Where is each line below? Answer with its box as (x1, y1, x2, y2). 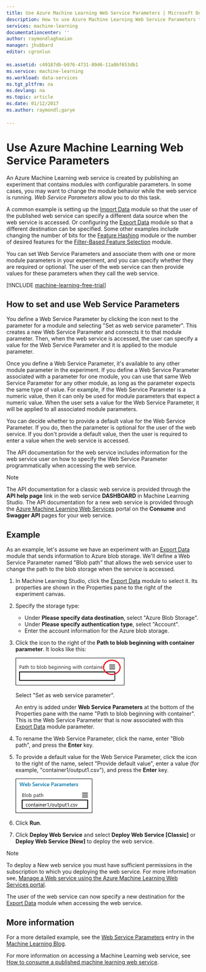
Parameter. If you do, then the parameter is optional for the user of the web (6, 424, 196, 431)
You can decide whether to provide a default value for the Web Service (6, 417, 186, 425)
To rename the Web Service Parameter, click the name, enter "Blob (15, 735, 185, 742)
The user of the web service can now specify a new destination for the (6, 893, 185, 900)
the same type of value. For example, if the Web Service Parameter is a (6, 386, 186, 393)
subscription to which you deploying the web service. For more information (6, 868, 196, 876)
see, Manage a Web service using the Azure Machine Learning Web (6, 874, 178, 882)
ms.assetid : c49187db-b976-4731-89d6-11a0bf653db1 (6, 61, 139, 67)
